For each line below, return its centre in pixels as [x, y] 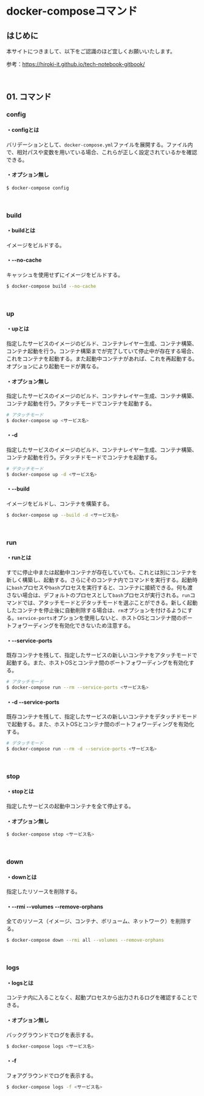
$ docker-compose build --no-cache [51, 286]
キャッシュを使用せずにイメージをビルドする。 [65, 274]
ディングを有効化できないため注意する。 [83, 625]
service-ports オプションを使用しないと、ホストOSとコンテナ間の [100, 618]
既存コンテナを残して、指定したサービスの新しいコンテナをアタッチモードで [102, 655]
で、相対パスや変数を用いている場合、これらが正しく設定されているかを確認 [102, 152]
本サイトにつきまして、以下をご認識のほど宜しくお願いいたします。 [91, 51]
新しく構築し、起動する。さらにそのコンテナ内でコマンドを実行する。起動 [99, 580]
